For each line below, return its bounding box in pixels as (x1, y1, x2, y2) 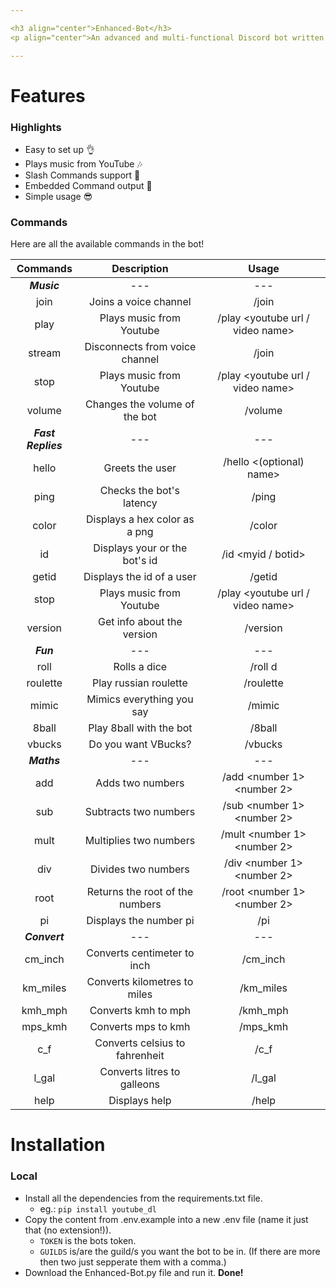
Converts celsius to (94, 1036, 186, 1050)
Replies (26, 439, 63, 453)
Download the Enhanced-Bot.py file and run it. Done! (24, 1266, 244, 1278)
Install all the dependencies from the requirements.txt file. (24, 1192, 263, 1204)
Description (111, 262, 169, 276)
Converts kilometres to (86, 975, 194, 989)
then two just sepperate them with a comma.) (39, 1256, 227, 1268)
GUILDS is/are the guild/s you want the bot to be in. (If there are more (39, 1245, 321, 1257)
